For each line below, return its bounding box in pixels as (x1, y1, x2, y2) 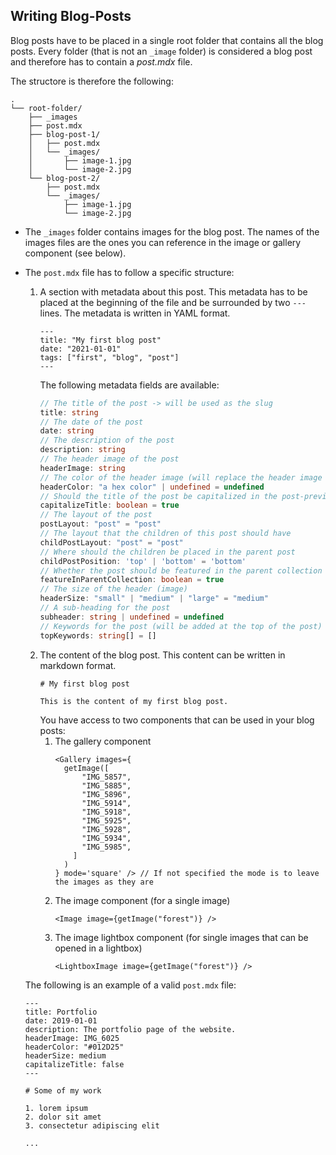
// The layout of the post (39, 510, 153, 520)
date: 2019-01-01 (24, 1015, 98, 1026)
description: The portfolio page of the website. (24, 1024, 237, 1034)
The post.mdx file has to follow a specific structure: (24, 266, 235, 278)
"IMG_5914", (81, 798, 132, 808)
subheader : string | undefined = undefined (39, 612, 225, 622)
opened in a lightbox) (54, 942, 143, 954)
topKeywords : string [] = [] (39, 630, 157, 641)
